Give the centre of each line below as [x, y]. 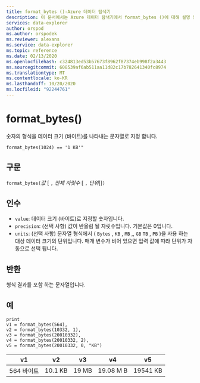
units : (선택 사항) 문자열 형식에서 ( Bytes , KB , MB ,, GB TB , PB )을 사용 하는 [101, 234]
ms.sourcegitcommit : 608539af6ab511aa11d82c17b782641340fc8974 [86, 67]
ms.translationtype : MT [36, 73]
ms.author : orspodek [32, 34]
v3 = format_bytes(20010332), [44, 335]
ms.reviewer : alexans [33, 39]
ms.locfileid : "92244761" [38, 89]
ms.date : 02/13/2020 [32, 56]
